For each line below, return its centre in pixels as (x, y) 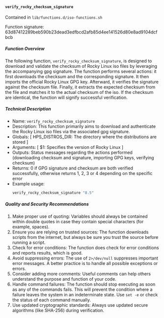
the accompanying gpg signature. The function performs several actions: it (81, 71)
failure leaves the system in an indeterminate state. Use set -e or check (85, 294)
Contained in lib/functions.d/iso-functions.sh (54, 17)
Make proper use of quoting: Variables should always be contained (80, 216)
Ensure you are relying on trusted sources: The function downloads (80, 232)
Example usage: (28, 184)
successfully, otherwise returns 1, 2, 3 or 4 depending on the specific (82, 173)
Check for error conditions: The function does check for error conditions (85, 247)
